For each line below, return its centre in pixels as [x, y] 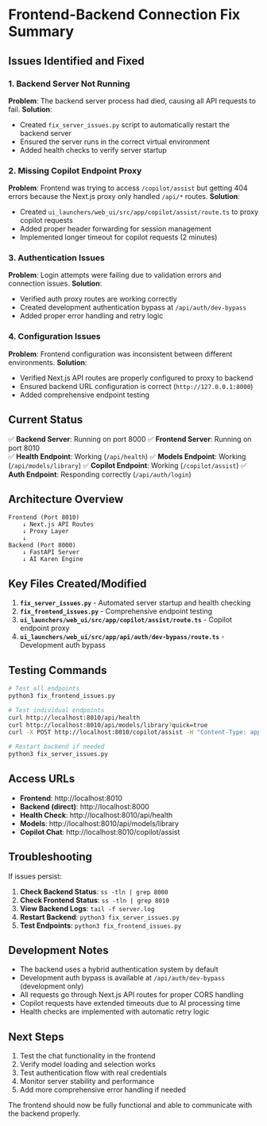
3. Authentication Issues [56, 258]
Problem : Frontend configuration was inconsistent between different [120, 354]
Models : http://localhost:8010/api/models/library [99, 823]
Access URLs [42, 779]
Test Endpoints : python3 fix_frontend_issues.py [101, 925]
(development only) [52, 986]
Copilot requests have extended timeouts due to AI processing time [130, 1003]
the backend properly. [44, 1114]
